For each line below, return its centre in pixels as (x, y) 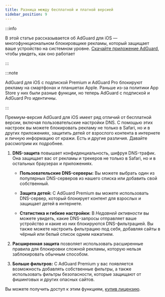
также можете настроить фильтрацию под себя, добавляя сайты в (90, 229)
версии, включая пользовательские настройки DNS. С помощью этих (79, 122)
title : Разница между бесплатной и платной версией (59, 10)
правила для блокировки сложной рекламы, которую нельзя (77, 249)
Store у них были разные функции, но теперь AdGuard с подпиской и (78, 93)
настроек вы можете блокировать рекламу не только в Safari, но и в (78, 128)
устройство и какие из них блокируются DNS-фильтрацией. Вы (86, 223)
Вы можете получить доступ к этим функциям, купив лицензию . (73, 289)
